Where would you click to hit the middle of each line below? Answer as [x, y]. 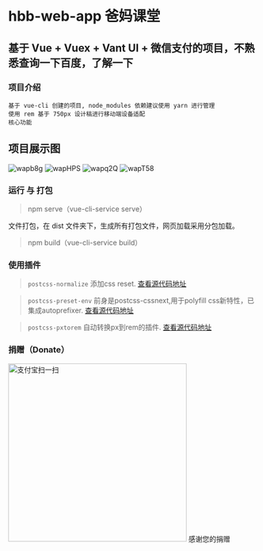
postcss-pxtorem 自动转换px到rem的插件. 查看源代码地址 [120, 327]
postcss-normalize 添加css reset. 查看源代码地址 [107, 284]
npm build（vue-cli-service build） [85, 242]
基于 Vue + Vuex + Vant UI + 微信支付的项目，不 [126, 48]
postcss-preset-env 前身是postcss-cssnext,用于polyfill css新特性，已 [141, 301]
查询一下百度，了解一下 [76, 63]
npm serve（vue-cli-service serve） [87, 209]
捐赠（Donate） [39, 350]
